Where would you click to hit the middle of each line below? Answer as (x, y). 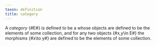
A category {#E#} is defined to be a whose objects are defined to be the (78, 28)
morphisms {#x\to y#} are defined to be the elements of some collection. (78, 38)
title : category (21, 14)
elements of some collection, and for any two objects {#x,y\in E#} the (75, 33)
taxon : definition (24, 9)
